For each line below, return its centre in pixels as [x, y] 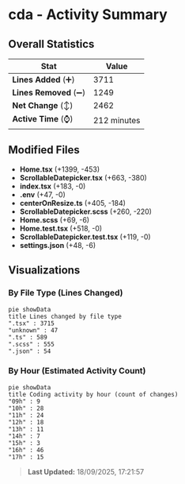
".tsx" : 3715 [32, 323]
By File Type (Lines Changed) [66, 293]
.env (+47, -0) [42, 194]
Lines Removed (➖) [49, 93]
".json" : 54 [30, 351]
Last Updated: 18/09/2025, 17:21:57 [86, 471]
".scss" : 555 [32, 344]
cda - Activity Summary [88, 15]
